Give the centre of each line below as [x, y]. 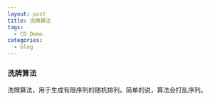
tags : [15, 27]
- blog [23, 47]
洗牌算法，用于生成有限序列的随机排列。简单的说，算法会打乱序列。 [107, 90]
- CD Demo [28, 34]
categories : [25, 41]
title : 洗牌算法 [29, 21]
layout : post [27, 14]
